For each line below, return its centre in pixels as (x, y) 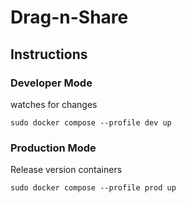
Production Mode (53, 148)
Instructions (49, 54)
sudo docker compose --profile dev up (91, 122)
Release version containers (66, 170)
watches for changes (54, 104)
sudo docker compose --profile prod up (93, 188)
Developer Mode (51, 83)
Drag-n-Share (69, 17)
